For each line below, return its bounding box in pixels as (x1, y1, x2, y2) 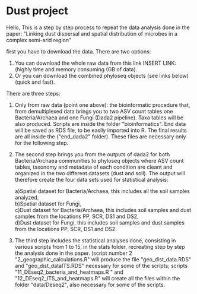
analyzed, (14, 194, 39, 201)
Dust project (6, 4, 68, 18)
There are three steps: (6, 90, 61, 97)
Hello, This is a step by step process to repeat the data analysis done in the (6, 24, 190, 31)
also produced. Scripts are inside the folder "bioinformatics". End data (14, 120, 186, 127)
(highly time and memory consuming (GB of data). (14, 65, 138, 72)
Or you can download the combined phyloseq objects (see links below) (14, 72, 189, 79)
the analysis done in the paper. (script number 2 (14, 249, 132, 257)
